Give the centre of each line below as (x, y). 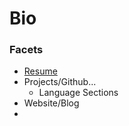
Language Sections (78, 93)
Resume (40, 71)
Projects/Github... (60, 82)
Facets (26, 50)
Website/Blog (51, 103)
